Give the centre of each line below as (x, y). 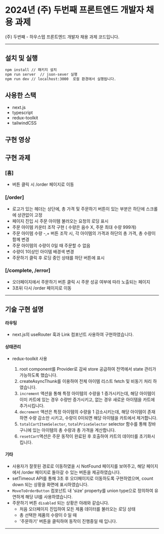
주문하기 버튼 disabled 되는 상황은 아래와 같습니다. (61, 503)
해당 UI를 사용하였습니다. (49, 496)
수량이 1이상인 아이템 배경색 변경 (43, 251)
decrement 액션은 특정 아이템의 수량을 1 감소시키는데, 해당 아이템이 (83, 412)
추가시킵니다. (32, 405)
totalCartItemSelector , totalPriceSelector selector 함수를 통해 (83, 424)
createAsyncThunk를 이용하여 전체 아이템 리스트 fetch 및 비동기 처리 (86, 381)
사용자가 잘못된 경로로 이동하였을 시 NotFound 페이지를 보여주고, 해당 (79, 466)
